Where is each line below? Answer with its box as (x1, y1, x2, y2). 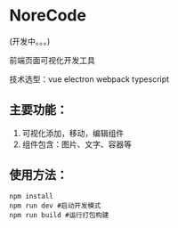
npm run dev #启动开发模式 (9, 201, 101, 210)
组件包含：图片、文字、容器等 (21, 139, 132, 150)
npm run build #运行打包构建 (9, 210, 109, 219)
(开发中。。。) (9, 36, 51, 46)
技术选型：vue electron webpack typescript (9, 73, 170, 85)
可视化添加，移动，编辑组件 (21, 127, 125, 138)
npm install (9, 191, 53, 200)
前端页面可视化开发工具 (9, 54, 95, 65)
